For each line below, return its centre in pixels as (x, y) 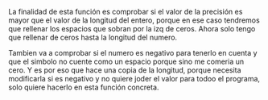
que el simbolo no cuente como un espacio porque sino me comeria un (126, 61)
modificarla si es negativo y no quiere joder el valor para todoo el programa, (134, 79)
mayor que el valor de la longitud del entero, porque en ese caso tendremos (134, 20)
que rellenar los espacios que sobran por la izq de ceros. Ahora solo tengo (132, 29)
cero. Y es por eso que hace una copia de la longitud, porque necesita (125, 70)
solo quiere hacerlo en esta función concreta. (84, 87)
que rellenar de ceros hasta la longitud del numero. (93, 37)
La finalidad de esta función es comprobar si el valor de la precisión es (126, 12)
